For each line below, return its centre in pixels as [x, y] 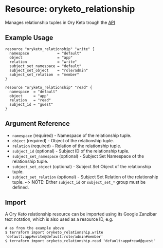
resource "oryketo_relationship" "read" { [49, 87]
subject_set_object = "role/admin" [49, 70]
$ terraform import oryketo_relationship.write [54, 232]
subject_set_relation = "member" [44, 75]
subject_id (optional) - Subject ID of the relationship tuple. [71, 151]
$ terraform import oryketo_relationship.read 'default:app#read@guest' [80, 241]
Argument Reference [37, 124]
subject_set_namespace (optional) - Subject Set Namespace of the [78, 156]
